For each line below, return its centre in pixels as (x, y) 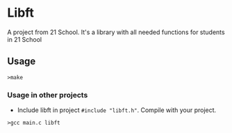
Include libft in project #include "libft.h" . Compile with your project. (117, 110)
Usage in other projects (48, 95)
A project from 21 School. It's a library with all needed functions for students (116, 32)
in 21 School (25, 39)
